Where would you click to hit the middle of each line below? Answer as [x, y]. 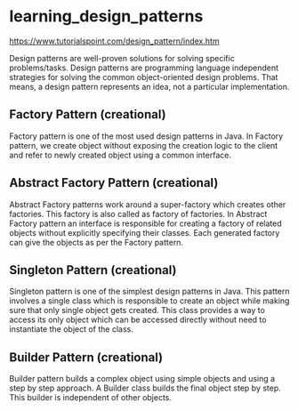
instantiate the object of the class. [71, 329]
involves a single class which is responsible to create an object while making [149, 301]
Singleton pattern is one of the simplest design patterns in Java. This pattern [149, 292]
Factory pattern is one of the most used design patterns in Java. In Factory [146, 136]
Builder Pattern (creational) [86, 357]
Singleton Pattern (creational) [93, 270]
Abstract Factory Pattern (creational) [114, 183]
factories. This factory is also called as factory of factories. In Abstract [138, 214]
